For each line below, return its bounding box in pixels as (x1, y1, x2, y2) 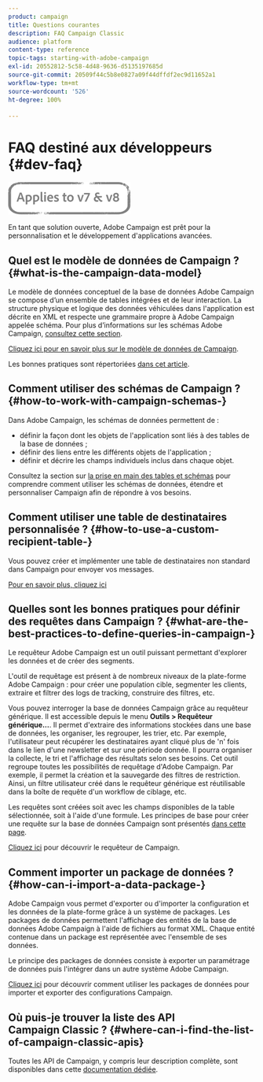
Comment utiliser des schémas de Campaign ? (8, 382, 241, 395)
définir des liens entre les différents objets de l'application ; (19, 447, 212, 457)
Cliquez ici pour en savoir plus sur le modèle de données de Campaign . (8, 344, 239, 354)
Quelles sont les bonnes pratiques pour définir (8, 602, 240, 616)
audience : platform (8, 38, 72, 46)
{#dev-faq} (8, 156, 83, 173)
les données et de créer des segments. (8, 656, 135, 665)
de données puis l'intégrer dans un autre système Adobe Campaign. (8, 965, 229, 974)
